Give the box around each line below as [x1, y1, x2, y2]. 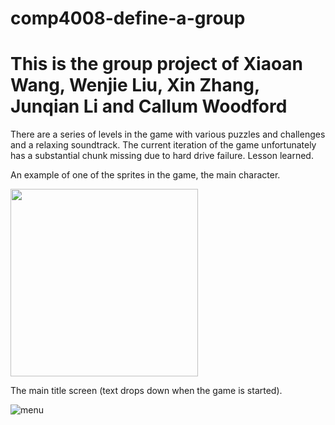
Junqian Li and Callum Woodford [10, 95, 288, 118]
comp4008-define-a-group [10, 7, 246, 30]
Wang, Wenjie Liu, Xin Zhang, [10, 74, 260, 97]
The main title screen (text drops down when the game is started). [10, 385, 283, 397]
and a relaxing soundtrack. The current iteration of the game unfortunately [10, 139, 317, 151]
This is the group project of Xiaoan [10, 53, 304, 76]
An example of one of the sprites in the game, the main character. [10, 169, 281, 181]
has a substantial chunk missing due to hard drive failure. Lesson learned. [10, 150, 314, 162]
